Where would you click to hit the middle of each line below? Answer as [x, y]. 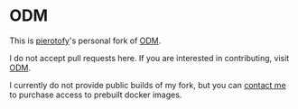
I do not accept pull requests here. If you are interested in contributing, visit [149, 58]
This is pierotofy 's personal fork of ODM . [85, 41]
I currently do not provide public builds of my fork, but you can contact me [148, 85]
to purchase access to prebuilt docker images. [96, 95]
